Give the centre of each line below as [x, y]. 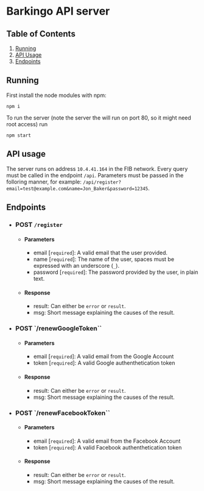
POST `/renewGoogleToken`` [58, 329]
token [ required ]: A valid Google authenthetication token [104, 363]
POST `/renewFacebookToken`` [63, 413]
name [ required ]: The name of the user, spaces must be [104, 259]
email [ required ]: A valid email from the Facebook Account [107, 441]
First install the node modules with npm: [56, 95]
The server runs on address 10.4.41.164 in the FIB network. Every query [97, 168]
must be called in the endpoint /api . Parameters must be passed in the [95, 175]
